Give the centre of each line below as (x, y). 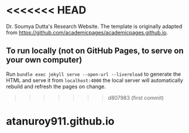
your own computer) (44, 60)
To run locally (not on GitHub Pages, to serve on (95, 51)
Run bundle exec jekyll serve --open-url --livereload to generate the (94, 74)
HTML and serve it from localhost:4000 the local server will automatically (94, 80)
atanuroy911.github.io (60, 121)
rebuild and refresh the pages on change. (56, 86)
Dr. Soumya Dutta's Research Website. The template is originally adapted (94, 26)
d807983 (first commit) (136, 97)
